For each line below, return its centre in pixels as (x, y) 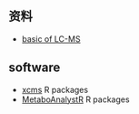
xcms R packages (55, 89)
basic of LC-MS (51, 38)
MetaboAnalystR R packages (75, 99)
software (35, 68)
